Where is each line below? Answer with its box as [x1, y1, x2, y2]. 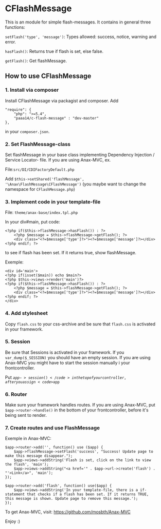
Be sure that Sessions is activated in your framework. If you [5, 349, 125, 355]
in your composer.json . [5, 128, 50, 134]
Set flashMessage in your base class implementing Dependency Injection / [5, 152, 155, 158]
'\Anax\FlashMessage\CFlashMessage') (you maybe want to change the [5, 181, 146, 187]
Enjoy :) [5, 518, 20, 525]
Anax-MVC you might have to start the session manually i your [5, 360, 130, 366]
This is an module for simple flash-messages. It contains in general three [5, 19, 151, 25]
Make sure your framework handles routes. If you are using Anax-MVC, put [5, 402, 156, 408]
